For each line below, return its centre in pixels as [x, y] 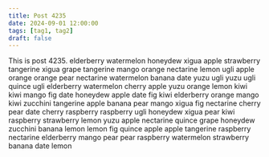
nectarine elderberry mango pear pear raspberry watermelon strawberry [129, 138]
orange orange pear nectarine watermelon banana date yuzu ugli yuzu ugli [132, 78]
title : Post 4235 [37, 16]
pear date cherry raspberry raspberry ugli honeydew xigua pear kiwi [122, 112]
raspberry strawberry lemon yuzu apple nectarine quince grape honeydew [132, 120]
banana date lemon [40, 146]
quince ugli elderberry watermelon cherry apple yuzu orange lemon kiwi [128, 87]
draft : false [30, 38]
